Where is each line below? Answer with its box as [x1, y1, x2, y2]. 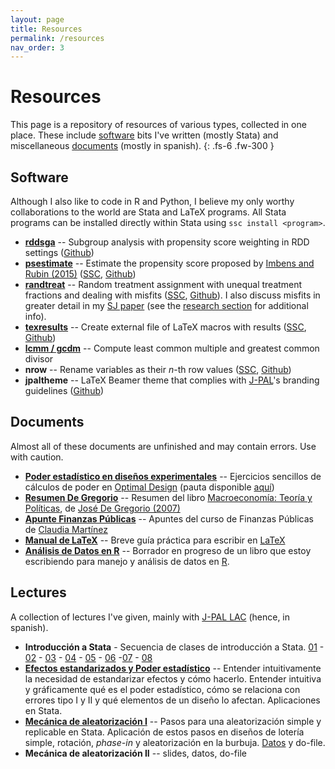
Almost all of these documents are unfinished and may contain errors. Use [10, 440, 317, 452]
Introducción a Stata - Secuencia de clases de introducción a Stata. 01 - [24, 641, 325, 653]
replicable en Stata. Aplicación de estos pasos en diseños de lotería [24, 726, 305, 738]
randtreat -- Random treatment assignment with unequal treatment [24, 279, 303, 290]
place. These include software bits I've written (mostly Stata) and [10, 129, 279, 141]
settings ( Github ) [24, 247, 95, 258]
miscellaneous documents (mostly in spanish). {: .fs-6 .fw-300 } [10, 140, 275, 152]
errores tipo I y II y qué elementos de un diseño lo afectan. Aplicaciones [24, 694, 321, 706]
